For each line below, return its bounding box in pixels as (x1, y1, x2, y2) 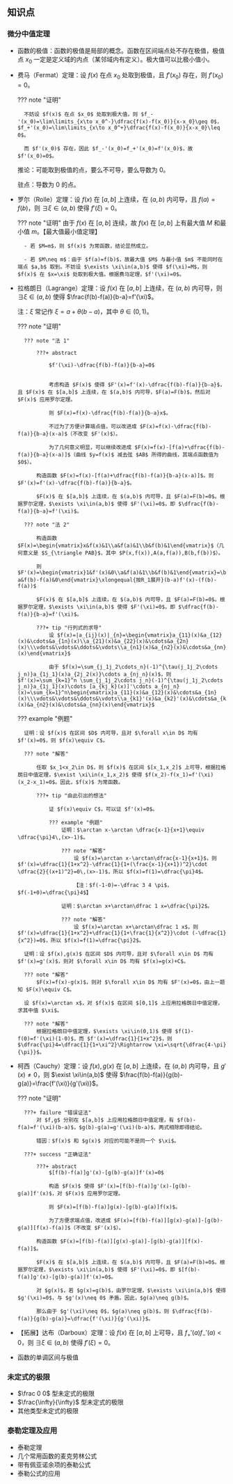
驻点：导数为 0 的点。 (17, 180, 80, 189)
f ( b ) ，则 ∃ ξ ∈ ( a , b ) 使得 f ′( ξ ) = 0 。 (17, 204, 121, 212)
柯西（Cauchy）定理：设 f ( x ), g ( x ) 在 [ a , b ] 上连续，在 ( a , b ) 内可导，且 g (17, 1062, 225, 1070)
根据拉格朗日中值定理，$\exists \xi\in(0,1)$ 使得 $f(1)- (35, 1028, 194, 1035)
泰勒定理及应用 (7, 1426, 58, 1435)
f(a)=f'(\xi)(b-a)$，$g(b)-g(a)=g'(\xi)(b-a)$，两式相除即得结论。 (17, 1124, 206, 1131)
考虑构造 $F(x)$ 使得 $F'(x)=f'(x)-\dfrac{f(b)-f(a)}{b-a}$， (48, 381, 225, 388)
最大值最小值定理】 (45, 228, 101, 236)
